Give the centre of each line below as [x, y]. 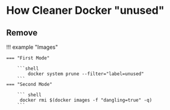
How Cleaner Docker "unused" [85, 11]
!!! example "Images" [32, 47]
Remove [22, 33]
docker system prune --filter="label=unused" [86, 74]
